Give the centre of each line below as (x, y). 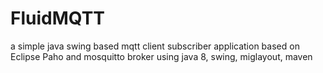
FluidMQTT (58, 18)
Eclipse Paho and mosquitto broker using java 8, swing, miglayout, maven (161, 56)
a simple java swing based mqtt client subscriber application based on (155, 46)
